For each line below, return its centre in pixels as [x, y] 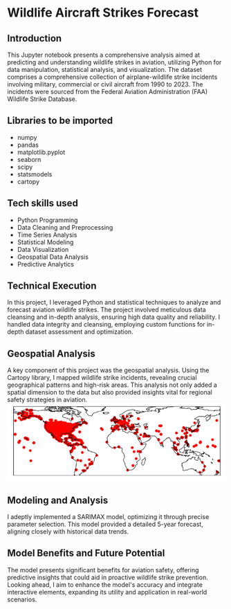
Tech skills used [43, 203]
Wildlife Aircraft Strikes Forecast [103, 13]
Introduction [35, 38]
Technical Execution [52, 286]
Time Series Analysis [47, 235]
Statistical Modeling [45, 242]
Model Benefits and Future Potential [86, 553]
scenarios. [22, 599]
